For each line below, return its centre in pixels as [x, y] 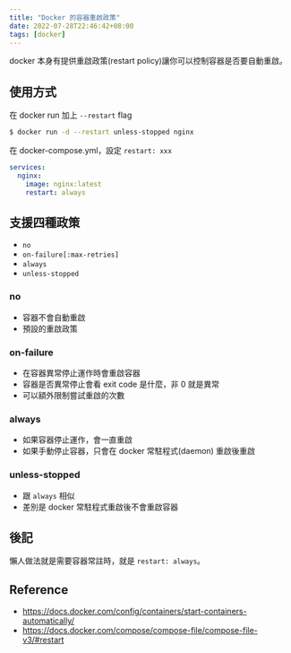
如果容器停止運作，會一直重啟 [77, 440]
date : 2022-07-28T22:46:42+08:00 [72, 26]
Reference [39, 590]
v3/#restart [43, 640]
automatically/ [48, 621]
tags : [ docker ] [38, 34]
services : [28, 168]
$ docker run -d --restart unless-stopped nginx [102, 132]
